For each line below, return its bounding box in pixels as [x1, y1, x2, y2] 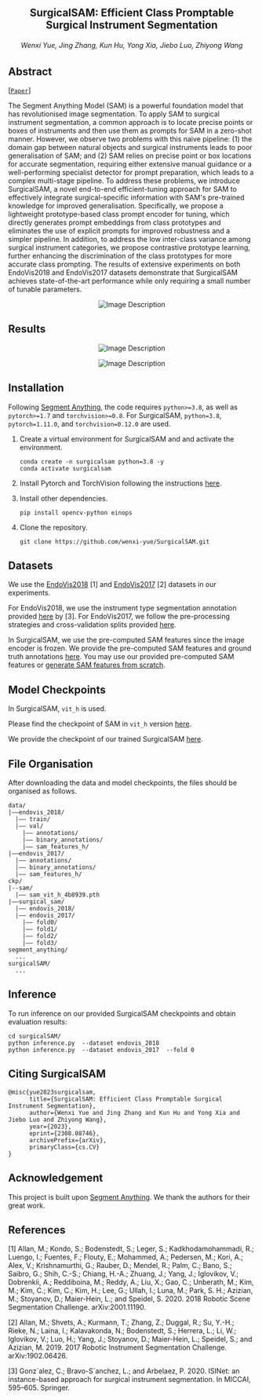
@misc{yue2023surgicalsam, [8, 1088, 96, 1096]
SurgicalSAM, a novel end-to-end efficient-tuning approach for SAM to [8, 185, 238, 194]
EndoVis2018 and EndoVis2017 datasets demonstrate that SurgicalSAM [8, 268, 238, 277]
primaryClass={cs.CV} [28, 1143, 100, 1151]
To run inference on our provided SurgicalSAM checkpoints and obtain [8, 1009, 237, 1018]
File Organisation [8, 757, 93, 771]
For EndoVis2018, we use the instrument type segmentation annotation [8, 603, 237, 613]
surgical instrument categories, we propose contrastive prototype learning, [8, 243, 251, 252]
